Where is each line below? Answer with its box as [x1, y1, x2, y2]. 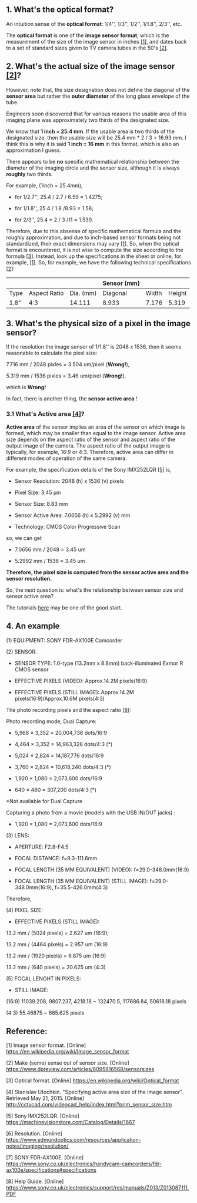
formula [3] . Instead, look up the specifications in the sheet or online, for [6, 253, 182, 260]
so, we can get [6, 534, 42, 541]
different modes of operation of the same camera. [6, 455, 128, 462]
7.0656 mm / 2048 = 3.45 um [14, 546, 86, 553]
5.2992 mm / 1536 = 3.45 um [14, 557, 85, 564]
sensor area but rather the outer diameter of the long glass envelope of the [6, 92, 190, 100]
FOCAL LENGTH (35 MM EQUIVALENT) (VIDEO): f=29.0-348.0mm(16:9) [14, 866, 189, 873]
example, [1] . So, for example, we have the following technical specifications [6, 259, 191, 266]
